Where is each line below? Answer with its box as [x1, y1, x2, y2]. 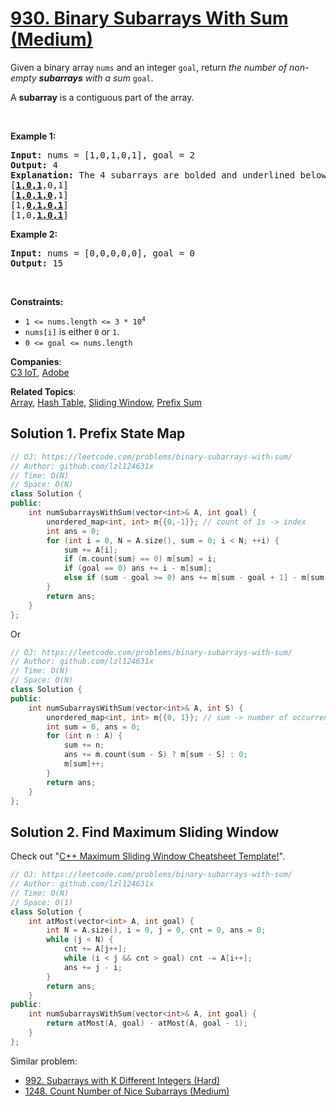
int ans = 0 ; [46, 526, 101, 536]
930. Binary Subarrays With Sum [10, 7, 289, 30]
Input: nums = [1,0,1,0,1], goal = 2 [10, 149, 196, 161]
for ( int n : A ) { [46, 731, 123, 741]
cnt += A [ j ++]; [63, 944, 128, 954]
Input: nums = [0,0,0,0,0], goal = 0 [10, 247, 196, 259]
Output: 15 [10, 257, 64, 269]
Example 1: [10, 130, 57, 142]
